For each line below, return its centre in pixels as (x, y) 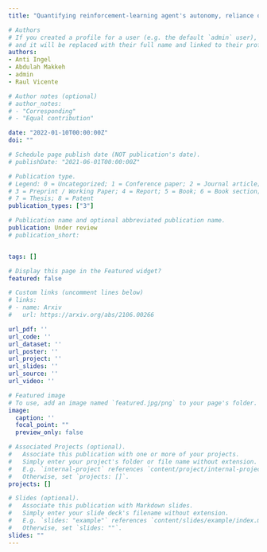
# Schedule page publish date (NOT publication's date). (104, 155)
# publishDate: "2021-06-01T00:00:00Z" (74, 162)
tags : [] (23, 256)
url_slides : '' (33, 366)
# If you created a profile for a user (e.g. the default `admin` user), (133, 37)
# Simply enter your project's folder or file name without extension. (133, 462)
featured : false (35, 278)
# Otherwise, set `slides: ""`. (66, 528)
